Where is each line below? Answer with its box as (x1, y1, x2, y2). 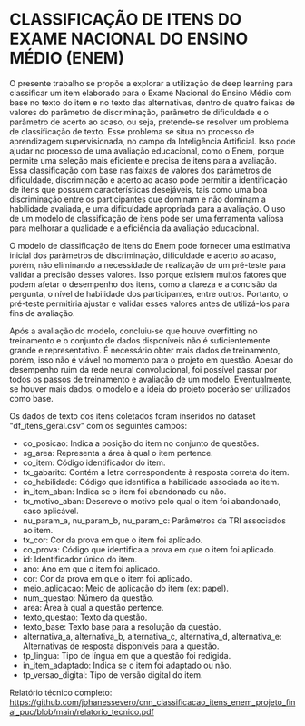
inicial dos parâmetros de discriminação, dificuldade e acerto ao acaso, (9, 250, 277, 261)
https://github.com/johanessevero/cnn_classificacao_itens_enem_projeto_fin (9, 696, 296, 708)
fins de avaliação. (9, 307, 75, 318)
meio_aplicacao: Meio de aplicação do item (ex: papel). (22, 582, 230, 593)
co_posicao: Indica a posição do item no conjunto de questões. (22, 437, 260, 449)
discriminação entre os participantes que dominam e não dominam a (9, 194, 266, 204)
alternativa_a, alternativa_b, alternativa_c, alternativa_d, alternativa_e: (22, 631, 282, 641)
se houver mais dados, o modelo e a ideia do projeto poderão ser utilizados (9, 383, 291, 394)
